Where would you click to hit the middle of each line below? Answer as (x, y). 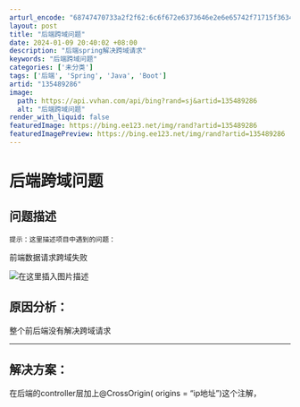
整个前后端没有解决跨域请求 (60, 330)
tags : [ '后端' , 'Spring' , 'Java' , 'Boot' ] (88, 76)
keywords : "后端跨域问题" (54, 59)
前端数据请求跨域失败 (48, 257)
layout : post (33, 26)
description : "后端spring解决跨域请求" (78, 51)
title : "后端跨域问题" (47, 34)
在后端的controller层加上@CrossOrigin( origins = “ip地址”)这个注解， (135, 393)
